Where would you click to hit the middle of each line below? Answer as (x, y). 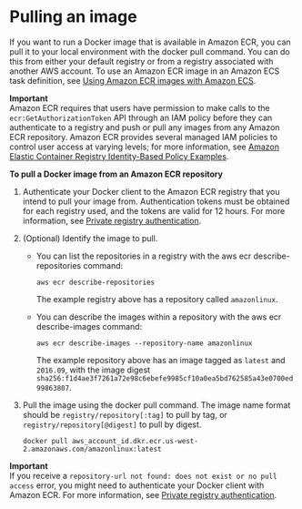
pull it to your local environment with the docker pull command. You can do (150, 51)
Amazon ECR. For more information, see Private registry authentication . (143, 494)
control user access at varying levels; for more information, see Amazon (145, 147)
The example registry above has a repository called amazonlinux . (157, 299)
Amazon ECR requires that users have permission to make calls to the (140, 107)
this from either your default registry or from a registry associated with (141, 61)
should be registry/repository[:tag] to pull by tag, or (125, 414)
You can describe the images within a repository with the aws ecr (159, 317)
